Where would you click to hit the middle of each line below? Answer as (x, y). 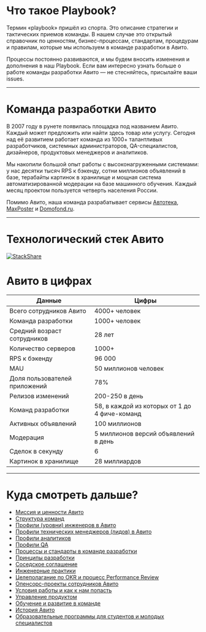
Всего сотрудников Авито (48, 310)
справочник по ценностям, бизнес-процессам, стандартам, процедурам (102, 40)
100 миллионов (118, 423)
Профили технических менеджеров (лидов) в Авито (83, 531)
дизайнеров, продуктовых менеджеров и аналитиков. (77, 152)
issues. (15, 79)
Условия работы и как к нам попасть (63, 590)
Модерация (27, 437)
